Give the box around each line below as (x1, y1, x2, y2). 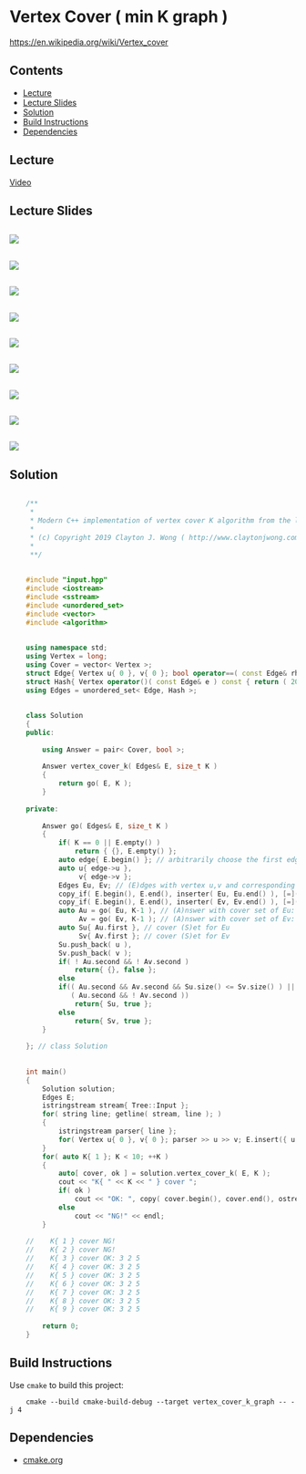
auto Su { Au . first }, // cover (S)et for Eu (57, 923, 230, 932)
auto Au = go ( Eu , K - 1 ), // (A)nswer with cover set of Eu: (57, 906, 296, 916)
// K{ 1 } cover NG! (25, 1237, 117, 1246)
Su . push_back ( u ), (57, 939, 132, 950)
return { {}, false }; (74, 965, 157, 975)
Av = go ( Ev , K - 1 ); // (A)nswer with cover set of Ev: (78, 915, 296, 924)
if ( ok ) (57, 1186, 92, 1196)
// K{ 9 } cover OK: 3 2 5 (25, 1304, 141, 1314)
